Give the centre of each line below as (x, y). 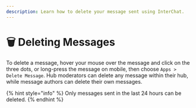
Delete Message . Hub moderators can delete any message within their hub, (97, 75)
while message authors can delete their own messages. (74, 81)
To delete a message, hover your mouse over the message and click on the (98, 62)
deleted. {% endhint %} (35, 99)
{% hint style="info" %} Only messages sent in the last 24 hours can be (94, 93)
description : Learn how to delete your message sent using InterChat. (95, 12)
